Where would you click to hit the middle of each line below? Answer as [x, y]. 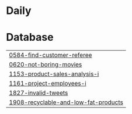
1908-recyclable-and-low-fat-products [66, 102]
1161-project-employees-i [48, 84]
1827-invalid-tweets [39, 93]
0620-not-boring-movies [46, 65]
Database [30, 38]
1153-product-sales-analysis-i [54, 74]
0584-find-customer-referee [51, 55]
